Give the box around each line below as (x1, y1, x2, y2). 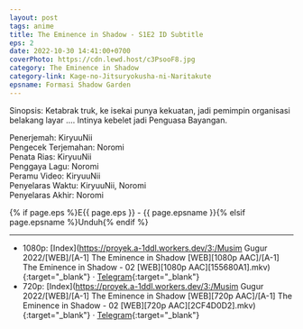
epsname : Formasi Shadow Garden (9, 80, 131, 89)
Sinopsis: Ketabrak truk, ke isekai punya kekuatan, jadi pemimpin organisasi (9, 105, 290, 115)
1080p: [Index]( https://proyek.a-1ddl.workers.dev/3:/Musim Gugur (22, 242, 268, 253)
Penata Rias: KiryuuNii (9, 151, 92, 162)
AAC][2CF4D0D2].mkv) (168, 299, 256, 311)
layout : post (9, 13, 59, 23)
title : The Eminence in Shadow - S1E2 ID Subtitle (9, 30, 204, 39)
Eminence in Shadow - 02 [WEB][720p (22, 299, 167, 311)
